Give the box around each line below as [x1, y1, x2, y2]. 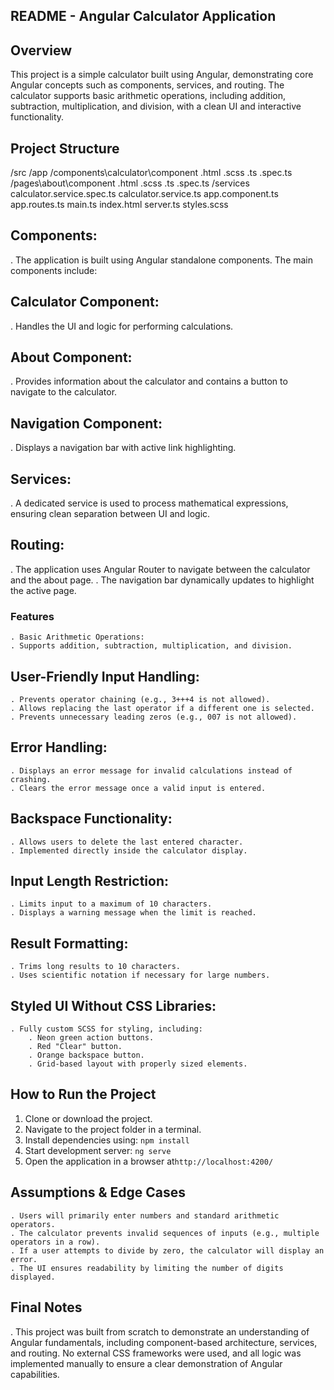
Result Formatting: [10, 935, 129, 952]
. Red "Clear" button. [28, 1042, 123, 1052]
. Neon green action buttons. [28, 1033, 155, 1043]
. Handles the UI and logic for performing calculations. [10, 320, 234, 332]
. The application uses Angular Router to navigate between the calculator [10, 563, 311, 575]
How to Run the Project [10, 1086, 157, 1103]
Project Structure [10, 140, 120, 157]
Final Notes [10, 1299, 83, 1316]
